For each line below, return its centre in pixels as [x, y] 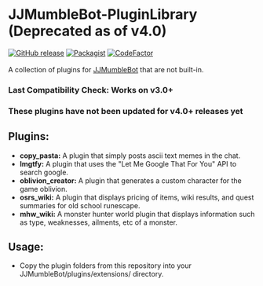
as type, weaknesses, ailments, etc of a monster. [99, 222]
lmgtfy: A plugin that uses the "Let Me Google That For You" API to [128, 163]
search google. [44, 172]
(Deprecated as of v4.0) [88, 31]
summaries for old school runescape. [80, 205]
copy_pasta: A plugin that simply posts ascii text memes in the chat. [130, 156]
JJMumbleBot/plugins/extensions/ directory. [91, 274]
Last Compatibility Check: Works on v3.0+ [91, 90]
